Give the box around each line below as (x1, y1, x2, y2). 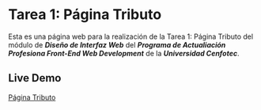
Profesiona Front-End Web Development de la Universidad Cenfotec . (8, 48, 240, 58)
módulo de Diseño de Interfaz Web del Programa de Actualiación (8, 40, 226, 49)
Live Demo (8, 71, 62, 85)
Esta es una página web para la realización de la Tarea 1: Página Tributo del (8, 32, 254, 41)
